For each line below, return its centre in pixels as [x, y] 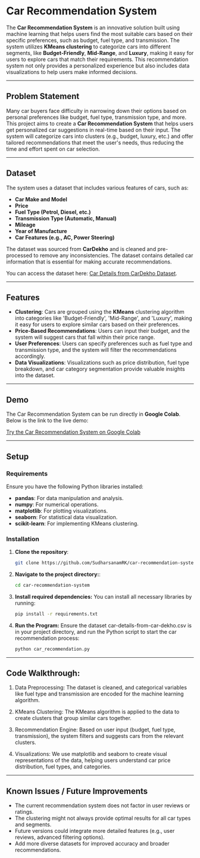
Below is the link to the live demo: [47, 421]
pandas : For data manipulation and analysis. [69, 498]
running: [25, 603]
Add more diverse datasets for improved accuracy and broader [92, 844]
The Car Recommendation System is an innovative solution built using [93, 27]
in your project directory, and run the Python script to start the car [96, 632]
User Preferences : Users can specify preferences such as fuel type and [103, 344]
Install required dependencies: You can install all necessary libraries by [103, 596]
